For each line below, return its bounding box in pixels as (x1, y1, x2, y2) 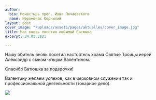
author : (5, 7, 21, 12)
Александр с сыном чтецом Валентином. (5, 57, 90, 62)
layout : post (5, 20, 31, 26)
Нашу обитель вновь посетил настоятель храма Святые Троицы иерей (5, 51, 152, 57)
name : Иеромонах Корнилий (9, 16, 62, 21)
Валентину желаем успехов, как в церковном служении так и (5, 75, 133, 81)
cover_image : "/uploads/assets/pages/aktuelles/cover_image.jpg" (5, 25, 139, 30)
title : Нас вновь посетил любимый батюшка (5, 29, 92, 34)
